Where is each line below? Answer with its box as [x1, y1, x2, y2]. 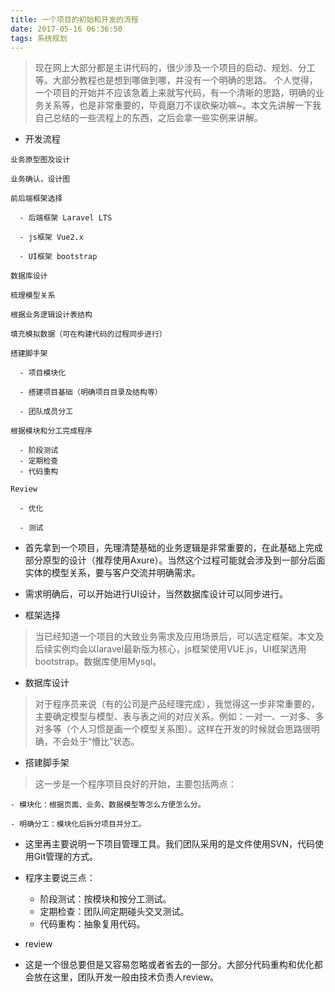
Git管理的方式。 [33, 851, 99, 863]
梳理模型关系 [10, 291, 56, 301]
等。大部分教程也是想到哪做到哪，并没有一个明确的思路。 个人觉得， [34, 74, 318, 86]
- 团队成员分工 [19, 407, 73, 417]
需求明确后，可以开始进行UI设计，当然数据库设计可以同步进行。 [24, 588, 288, 600]
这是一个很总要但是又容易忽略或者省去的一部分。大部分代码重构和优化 [24, 959, 315, 971]
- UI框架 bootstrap [19, 252, 98, 262]
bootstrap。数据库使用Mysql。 [34, 656, 162, 668]
